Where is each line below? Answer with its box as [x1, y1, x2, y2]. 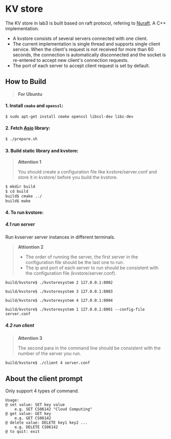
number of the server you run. [17, 350, 82, 357]
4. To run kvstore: [5, 209, 44, 215]
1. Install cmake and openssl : [5, 103, 64, 109]
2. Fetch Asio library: [5, 125, 51, 131]
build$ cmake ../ [5, 193, 42, 199]
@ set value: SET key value [5, 402, 65, 407]
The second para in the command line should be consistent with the [17, 345, 161, 351]
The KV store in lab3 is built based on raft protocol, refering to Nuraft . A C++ [5, 20, 166, 26]
